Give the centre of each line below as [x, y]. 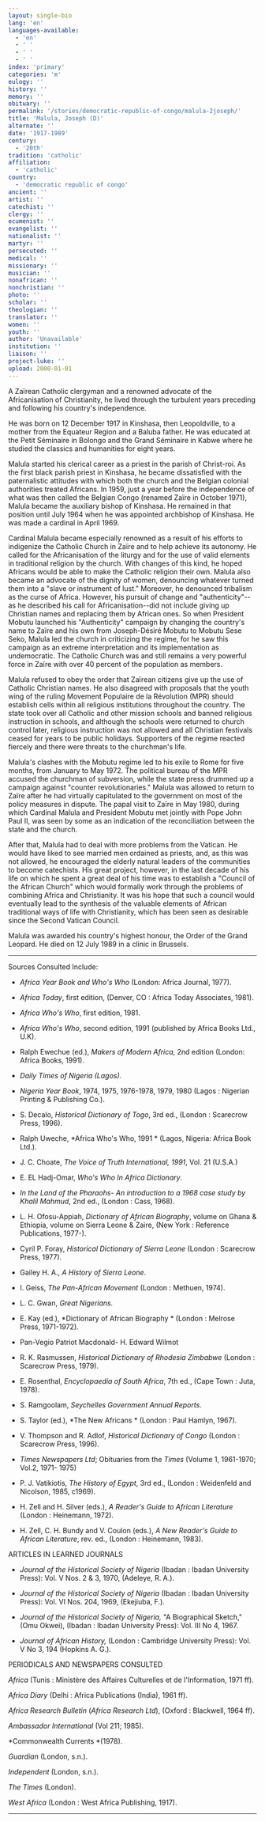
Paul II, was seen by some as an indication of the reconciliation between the [131, 820]
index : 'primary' [37, 67]
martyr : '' [26, 244]
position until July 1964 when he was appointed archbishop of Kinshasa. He [131, 514]
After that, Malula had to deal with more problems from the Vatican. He [123, 844]
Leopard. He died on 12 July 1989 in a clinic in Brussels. [99, 944]
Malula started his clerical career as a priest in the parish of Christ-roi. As [127, 464]
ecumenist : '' [32, 222]
